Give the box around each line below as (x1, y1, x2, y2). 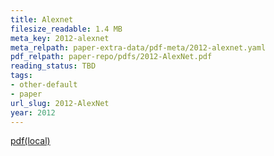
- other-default (10, 80, 78, 90)
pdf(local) (10, 135, 51, 147)
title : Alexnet (10, 14, 74, 25)
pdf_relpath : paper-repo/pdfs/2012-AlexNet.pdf (10, 52, 213, 62)
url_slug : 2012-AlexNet (10, 98, 110, 108)
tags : (10, 71, 33, 81)
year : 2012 (10, 107, 56, 118)
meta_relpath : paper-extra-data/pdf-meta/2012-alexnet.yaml (10, 42, 267, 53)
